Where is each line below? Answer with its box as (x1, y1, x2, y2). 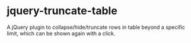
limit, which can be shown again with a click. (7, 29, 116, 37)
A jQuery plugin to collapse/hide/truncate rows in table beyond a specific (7, 24, 186, 31)
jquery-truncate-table (7, 4, 117, 18)
